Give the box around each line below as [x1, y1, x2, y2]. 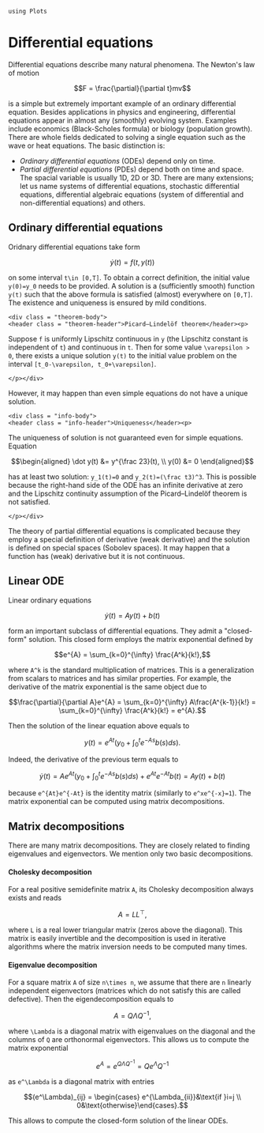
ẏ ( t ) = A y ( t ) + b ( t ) [104, 610, 161, 620]
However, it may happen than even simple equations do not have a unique [8, 388, 248, 398]
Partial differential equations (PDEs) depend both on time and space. [19, 164, 244, 174]
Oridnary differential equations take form [8, 242, 140, 251]
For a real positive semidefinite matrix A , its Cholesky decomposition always [8, 885, 254, 894]
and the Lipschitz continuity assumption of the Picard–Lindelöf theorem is [8, 489, 247, 498]
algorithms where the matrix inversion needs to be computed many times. [8, 942, 247, 952]
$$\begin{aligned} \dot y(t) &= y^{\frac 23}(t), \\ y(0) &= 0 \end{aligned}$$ [10, 456, 255, 466]
